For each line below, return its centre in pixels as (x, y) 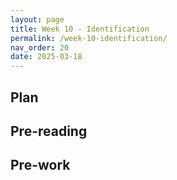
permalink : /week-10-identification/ (89, 38)
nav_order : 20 (40, 47)
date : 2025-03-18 (46, 57)
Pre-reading (49, 131)
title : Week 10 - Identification (80, 29)
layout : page (37, 19)
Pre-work (40, 165)
